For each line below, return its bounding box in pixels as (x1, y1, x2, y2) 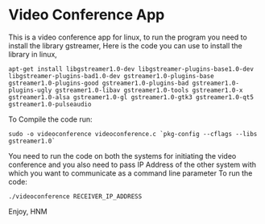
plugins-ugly (8, 86, 52, 94)
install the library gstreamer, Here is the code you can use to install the (8, 40, 243, 50)
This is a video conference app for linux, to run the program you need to (8, 32, 247, 42)
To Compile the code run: (8, 114, 93, 124)
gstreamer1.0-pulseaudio (8, 100, 92, 108)
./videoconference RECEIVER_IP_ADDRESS (8, 192, 143, 201)
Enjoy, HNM (8, 206, 48, 216)
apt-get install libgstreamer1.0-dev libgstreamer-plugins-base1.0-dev (8, 64, 254, 73)
